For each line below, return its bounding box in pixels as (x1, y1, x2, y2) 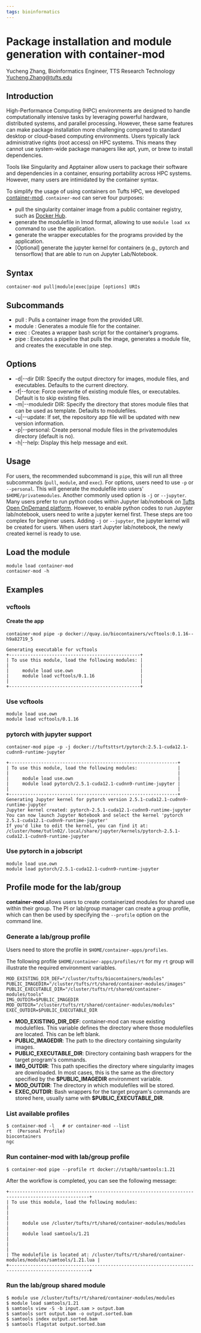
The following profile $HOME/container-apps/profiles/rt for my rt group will (6, 957, 194, 965)
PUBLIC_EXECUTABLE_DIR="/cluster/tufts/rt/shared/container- (6, 986, 162, 992)
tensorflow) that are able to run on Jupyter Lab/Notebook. (14, 251, 158, 258)
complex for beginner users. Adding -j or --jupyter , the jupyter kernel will (6, 517, 190, 524)
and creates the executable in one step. (14, 342, 112, 349)
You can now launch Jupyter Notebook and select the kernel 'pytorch (6, 812, 184, 818)
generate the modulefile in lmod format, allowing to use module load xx (14, 219, 190, 226)
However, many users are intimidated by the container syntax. (6, 176, 159, 183)
